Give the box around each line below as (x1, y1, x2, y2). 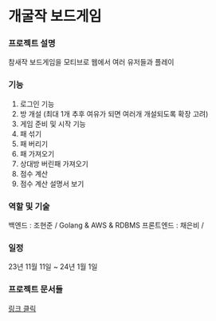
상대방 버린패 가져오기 (19, 159, 89, 168)
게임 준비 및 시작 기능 (19, 119, 86, 129)
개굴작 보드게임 (8, 7, 102, 26)
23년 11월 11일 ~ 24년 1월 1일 (8, 262, 98, 271)
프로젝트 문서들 (8, 284, 64, 295)
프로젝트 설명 (8, 38, 56, 49)
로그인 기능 (19, 99, 55, 109)
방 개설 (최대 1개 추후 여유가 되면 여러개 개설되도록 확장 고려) (19, 109, 209, 118)
